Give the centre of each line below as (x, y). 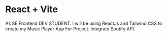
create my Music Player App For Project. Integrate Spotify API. (70, 28)
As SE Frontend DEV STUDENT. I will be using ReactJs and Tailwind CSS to (84, 23)
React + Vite (32, 9)
